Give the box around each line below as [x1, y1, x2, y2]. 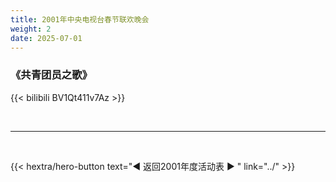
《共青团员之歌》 [10, 68, 93, 82]
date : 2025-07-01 [10, 33, 83, 43]
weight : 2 [10, 24, 52, 34]
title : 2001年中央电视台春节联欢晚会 [10, 14, 150, 25]
